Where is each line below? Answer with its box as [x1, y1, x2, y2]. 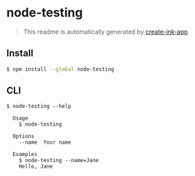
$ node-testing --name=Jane [19, 157, 99, 164]
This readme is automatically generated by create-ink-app [23, 27, 188, 36]
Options [12, 133, 35, 140]
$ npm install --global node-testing [6, 65, 115, 73]
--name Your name [19, 139, 71, 146]
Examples [12, 151, 38, 158]
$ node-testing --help [6, 103, 71, 110]
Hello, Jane [19, 163, 53, 170]
